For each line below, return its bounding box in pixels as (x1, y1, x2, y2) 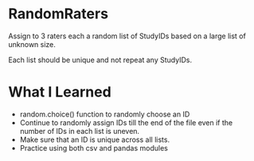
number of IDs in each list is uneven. (19, 126, 140, 135)
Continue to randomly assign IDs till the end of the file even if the (19, 117, 233, 128)
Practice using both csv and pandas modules (19, 143, 169, 152)
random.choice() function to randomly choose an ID (19, 109, 190, 119)
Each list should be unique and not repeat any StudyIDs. (8, 55, 193, 65)
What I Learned (8, 83, 111, 101)
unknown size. (8, 39, 56, 49)
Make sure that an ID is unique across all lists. (19, 135, 170, 144)
